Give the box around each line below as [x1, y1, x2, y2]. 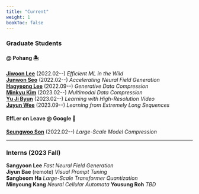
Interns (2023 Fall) [6, 148, 61, 157]
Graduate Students [6, 39, 62, 47]
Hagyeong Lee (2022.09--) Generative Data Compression [6, 82, 149, 90]
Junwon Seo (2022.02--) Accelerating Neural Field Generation [6, 76, 160, 83]
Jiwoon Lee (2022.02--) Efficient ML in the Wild [6, 69, 124, 77]
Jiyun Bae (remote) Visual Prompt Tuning [6, 168, 108, 175]
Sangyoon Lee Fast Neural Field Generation [6, 162, 114, 169]
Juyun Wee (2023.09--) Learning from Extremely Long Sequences [6, 101, 170, 109]
